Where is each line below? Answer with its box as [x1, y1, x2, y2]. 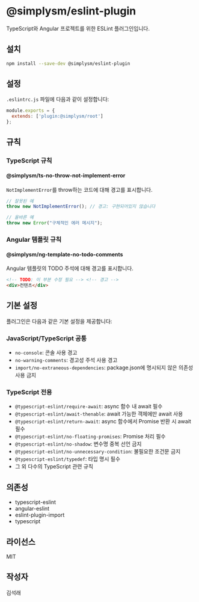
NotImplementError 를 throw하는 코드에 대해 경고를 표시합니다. [6, 186, 153, 193]
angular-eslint [14, 505, 50, 512]
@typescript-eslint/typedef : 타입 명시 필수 [14, 455, 121, 462]
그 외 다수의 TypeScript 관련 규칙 [14, 463, 94, 470]
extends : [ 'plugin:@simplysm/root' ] [11, 113, 103, 120]
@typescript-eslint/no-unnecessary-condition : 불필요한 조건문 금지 [14, 448, 181, 455]
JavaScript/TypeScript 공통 [6, 334, 87, 342]
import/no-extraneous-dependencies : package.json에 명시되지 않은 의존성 [14, 364, 194, 371]
